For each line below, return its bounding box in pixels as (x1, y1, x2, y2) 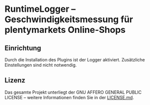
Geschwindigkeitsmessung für (4, 14, 133, 25)
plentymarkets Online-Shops (4, 25, 126, 35)
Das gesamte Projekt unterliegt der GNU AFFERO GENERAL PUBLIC (4, 89, 142, 95)
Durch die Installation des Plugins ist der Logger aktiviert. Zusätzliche (4, 57, 146, 62)
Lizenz (4, 76, 26, 84)
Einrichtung (4, 44, 41, 52)
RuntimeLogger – (4, 3, 76, 15)
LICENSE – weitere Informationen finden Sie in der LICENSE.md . (4, 94, 134, 100)
